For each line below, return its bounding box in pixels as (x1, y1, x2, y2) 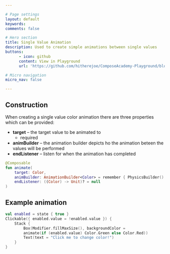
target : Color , (14, 170, 47, 175)
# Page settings (5, 12, 39, 17)
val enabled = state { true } (5, 211, 69, 216)
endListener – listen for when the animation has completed (12, 151, 136, 157)
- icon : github (18, 54, 51, 59)
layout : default (5, 16, 39, 22)
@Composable (5, 160, 30, 165)
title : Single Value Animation (5, 40, 71, 45)
